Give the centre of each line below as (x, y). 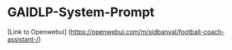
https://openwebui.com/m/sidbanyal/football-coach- (148, 32)
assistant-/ (23, 39)
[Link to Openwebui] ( (39, 32)
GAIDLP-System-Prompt (81, 12)
